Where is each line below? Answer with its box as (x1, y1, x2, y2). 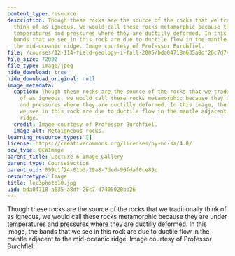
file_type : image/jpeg (7, 62, 73, 69)
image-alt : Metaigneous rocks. (13, 127, 105, 134)
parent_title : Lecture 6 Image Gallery (7, 153, 124, 161)
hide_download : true (7, 69, 68, 76)
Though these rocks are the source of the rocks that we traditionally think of (7, 205, 227, 213)
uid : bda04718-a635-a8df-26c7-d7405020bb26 (7, 186, 136, 193)
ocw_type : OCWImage (7, 147, 64, 154)
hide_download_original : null (7, 75, 96, 83)
